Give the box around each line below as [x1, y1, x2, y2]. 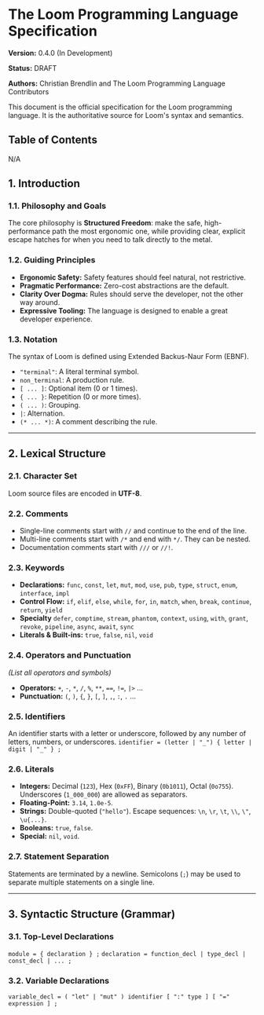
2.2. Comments [8, 508, 68, 519]
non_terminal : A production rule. [19, 376, 124, 385]
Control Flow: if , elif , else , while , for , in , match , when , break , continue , [19, 597, 252, 606]
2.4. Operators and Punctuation [8, 650, 132, 661]
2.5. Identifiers [8, 711, 66, 722]
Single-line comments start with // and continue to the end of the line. [19, 526, 247, 536]
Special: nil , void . [19, 831, 80, 841]
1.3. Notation [8, 334, 57, 345]
